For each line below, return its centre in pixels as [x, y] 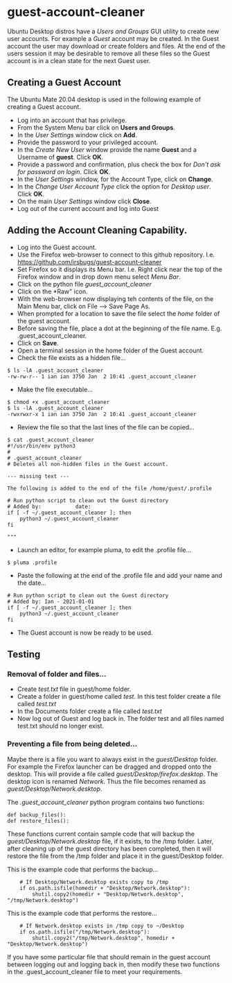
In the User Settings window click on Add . [77, 135]
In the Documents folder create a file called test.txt [90, 711]
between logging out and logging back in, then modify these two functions [114, 964]
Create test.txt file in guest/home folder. [74, 689]
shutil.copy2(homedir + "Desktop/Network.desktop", [108, 894]
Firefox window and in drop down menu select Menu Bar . [99, 276]
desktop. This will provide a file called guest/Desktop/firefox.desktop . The [113, 773]
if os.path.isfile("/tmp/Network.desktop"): [85, 932]
